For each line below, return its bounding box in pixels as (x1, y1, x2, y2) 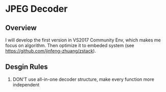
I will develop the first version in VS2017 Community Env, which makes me (5, 37, 161, 43)
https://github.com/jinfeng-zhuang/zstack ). (5, 48, 96, 54)
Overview (5, 24, 37, 32)
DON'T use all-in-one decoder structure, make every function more (12, 76, 154, 82)
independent (12, 81, 40, 87)
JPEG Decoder (5, 3, 68, 15)
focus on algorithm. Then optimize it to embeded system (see (5, 42, 134, 49)
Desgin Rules (5, 62, 48, 72)
